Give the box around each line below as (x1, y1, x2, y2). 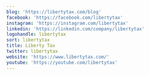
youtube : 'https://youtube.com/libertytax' (6, 59, 118, 65)
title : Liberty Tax (6, 43, 56, 49)
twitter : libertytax (6, 48, 59, 54)
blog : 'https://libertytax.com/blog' (6, 8, 102, 15)
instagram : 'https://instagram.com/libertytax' (6, 20, 129, 26)
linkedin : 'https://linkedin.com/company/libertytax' (6, 25, 145, 32)
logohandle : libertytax (6, 31, 67, 37)
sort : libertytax (6, 37, 50, 43)
